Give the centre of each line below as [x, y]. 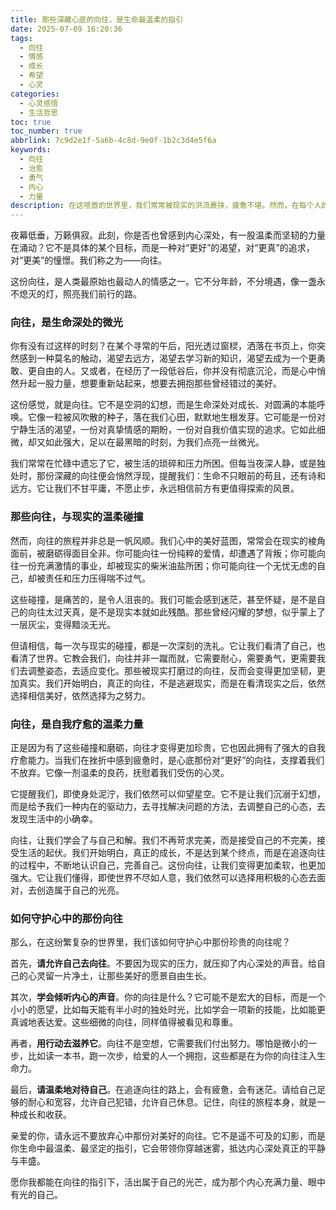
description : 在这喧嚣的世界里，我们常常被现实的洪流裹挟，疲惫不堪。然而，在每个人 [166, 206]
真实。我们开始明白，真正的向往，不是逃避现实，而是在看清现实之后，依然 [172, 683]
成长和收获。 [45, 1115]
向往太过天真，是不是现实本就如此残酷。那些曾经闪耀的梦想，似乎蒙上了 [176, 612]
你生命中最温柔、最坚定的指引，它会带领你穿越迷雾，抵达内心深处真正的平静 [168, 1148]
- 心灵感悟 [39, 103]
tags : [21, 38]
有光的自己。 [36, 1195]
